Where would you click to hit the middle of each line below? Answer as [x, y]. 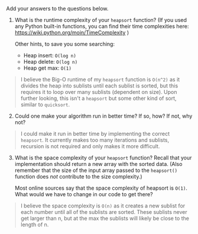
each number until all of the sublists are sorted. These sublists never [104, 212]
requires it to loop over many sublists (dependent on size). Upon [99, 92]
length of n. [35, 225]
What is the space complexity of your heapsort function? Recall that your [103, 158]
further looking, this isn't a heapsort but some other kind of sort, [98, 98]
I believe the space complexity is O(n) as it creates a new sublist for [103, 206]
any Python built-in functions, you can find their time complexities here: [102, 26]
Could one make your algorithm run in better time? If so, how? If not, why [103, 116]
